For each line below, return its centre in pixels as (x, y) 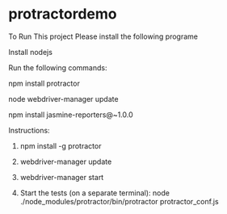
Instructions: (29, 130)
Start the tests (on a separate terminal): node (95, 193)
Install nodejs (30, 52)
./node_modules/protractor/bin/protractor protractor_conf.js (120, 201)
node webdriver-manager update (63, 99)
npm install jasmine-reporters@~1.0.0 (71, 115)
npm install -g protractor (61, 145)
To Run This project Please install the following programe (103, 36)
